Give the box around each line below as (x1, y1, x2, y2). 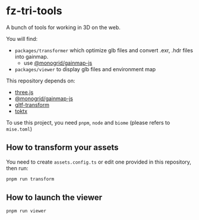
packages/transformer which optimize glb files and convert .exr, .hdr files (14, 46, 193, 54)
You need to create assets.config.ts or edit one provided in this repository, (6, 158, 192, 165)
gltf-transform (14, 101, 49, 108)
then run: (6, 164, 29, 171)
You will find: (6, 35, 38, 42)
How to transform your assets (6, 142, 119, 152)
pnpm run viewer (6, 208, 46, 214)
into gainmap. (14, 53, 49, 60)
